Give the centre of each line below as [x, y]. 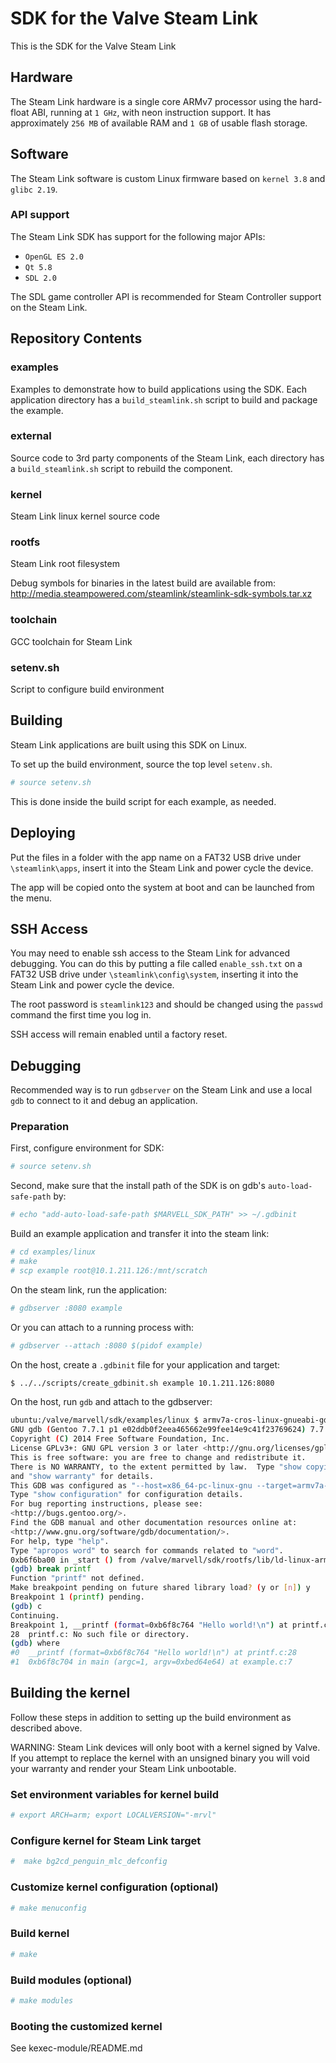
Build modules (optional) [71, 1980]
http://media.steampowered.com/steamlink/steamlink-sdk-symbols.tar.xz [161, 594]
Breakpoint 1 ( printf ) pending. [77, 1597]
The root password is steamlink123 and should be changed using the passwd [166, 1004]
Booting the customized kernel [86, 2026]
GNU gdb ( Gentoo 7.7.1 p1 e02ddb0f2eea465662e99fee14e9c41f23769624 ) [158, 1430]
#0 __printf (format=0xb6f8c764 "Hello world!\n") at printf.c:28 [154, 1653]
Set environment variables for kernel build [115, 1794]
